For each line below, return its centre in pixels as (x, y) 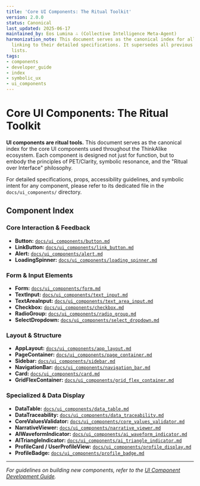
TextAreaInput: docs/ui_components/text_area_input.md (84, 301)
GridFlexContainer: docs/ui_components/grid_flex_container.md (94, 380)
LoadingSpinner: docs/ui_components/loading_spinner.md (86, 259)
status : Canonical (29, 23)
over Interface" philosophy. (40, 168)
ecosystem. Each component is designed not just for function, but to (90, 155)
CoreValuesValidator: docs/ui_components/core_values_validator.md (100, 421)
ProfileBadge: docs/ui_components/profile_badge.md (79, 453)
